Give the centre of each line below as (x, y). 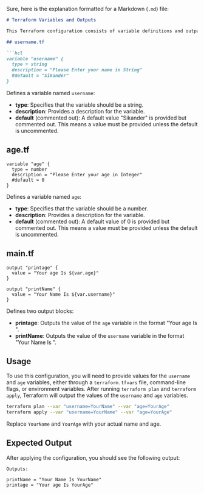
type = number (29, 169)
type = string (29, 64)
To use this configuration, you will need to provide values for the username (98, 376)
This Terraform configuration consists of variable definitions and (95, 31)
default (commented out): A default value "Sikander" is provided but (101, 118)
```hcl (15, 53)
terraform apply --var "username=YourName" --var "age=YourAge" (89, 412)
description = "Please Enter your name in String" (77, 70)
